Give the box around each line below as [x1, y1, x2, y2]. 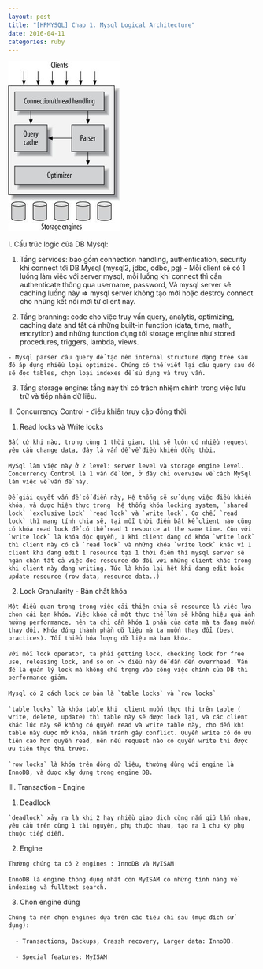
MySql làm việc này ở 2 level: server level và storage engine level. [8, 462, 245, 470]
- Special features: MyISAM [15, 953, 108, 961]
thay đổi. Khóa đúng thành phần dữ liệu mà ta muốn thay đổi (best [8, 626, 235, 635]
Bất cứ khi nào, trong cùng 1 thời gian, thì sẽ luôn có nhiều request [8, 438, 248, 446]
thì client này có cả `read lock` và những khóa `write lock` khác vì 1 [8, 541, 252, 549]
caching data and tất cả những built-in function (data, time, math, [19, 321, 232, 330]
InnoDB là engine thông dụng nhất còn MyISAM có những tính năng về [8, 876, 238, 884]
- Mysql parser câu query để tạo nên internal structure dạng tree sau [8, 354, 248, 362]
